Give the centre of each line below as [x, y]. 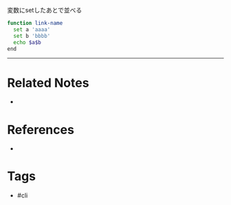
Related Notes [48, 83]
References [41, 130]
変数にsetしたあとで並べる [45, 10]
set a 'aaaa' [32, 30]
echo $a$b [27, 42]
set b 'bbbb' [32, 36]
